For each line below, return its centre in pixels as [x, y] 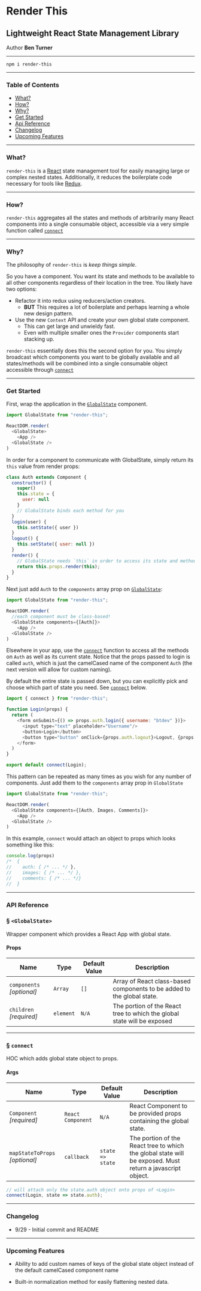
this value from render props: [43, 466]
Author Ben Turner [29, 47]
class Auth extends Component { [46, 477]
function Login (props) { [37, 709]
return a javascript [155, 1168]
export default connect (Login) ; [46, 765]
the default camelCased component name [67, 1270]
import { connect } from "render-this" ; [57, 699]
